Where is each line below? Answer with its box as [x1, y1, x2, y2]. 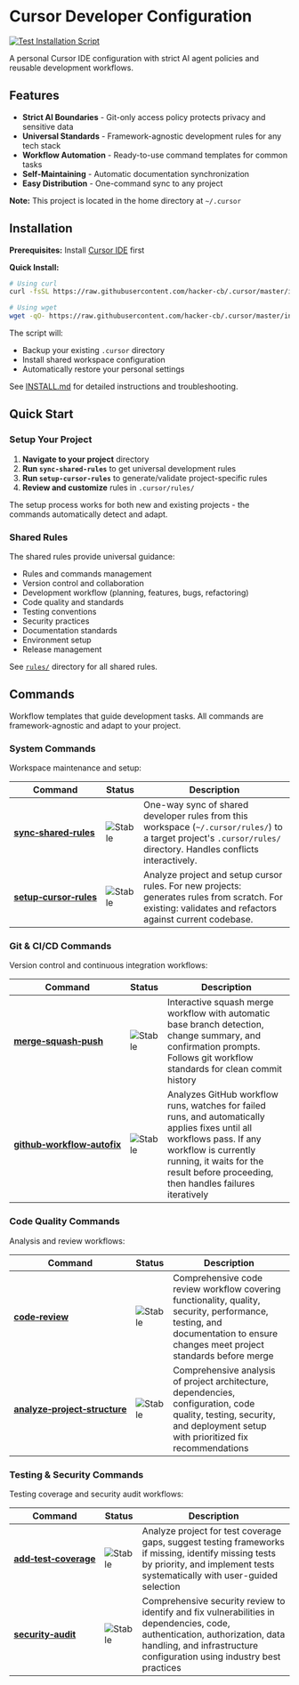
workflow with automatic [167, 1007, 271, 1020]
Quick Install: [9, 262, 60, 272]
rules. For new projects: [143, 880, 242, 892]
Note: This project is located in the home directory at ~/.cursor [9, 195, 242, 206]
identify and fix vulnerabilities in [141, 1606, 276, 1618]
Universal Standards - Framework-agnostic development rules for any [21, 131, 282, 141]
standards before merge [173, 1350, 274, 1362]
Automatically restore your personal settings [21, 364, 185, 375]
